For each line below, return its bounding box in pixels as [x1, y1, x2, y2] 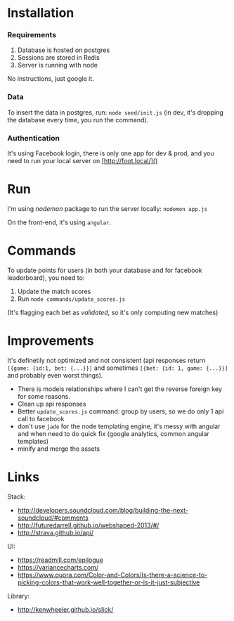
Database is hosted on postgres [17, 46, 110, 54]
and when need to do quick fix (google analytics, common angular [17, 429, 209, 437]
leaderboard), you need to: [7, 273, 85, 282]
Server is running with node [17, 61, 98, 70]
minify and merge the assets [17, 444, 100, 453]
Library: [7, 591, 30, 600]
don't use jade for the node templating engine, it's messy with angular [17, 422, 221, 430]
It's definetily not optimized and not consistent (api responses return [7, 356, 206, 364]
